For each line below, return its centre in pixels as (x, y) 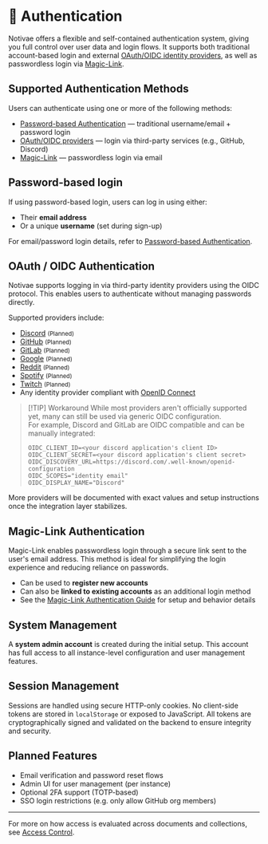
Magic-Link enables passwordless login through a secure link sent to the (128, 550)
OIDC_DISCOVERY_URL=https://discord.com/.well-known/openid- (132, 462)
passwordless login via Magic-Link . (67, 64)
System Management (63, 625)
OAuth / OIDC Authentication (82, 266)
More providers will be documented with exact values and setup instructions (134, 498)
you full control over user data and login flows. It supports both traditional (129, 46)
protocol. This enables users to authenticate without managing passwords (130, 294)
